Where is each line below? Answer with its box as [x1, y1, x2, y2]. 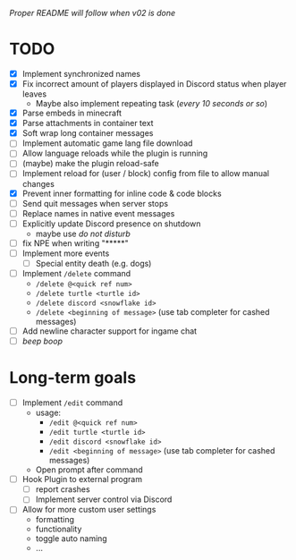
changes [21, 178, 55, 189]
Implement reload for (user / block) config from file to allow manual [21, 168, 270, 179]
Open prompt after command [35, 464, 143, 475]
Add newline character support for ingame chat [21, 326, 198, 336]
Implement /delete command [21, 267, 131, 278]
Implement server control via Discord [35, 494, 173, 505]
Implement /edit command [21, 397, 123, 408]
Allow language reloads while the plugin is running [21, 148, 208, 159]
